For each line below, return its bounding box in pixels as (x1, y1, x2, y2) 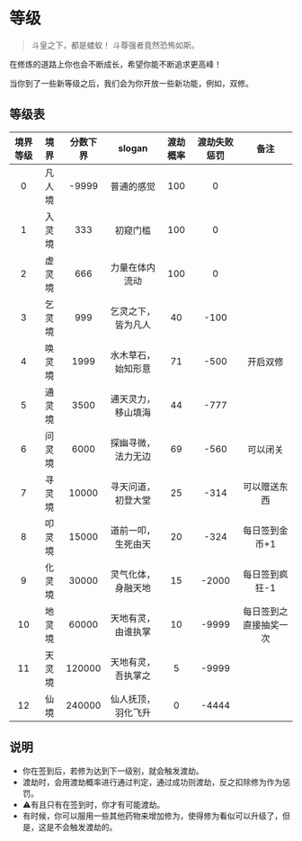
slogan (118, 141, 148, 154)
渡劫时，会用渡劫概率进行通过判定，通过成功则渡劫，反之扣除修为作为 (22, 776, 283, 787)
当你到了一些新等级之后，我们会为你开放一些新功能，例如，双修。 (9, 77, 253, 88)
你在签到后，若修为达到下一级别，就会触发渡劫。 (22, 765, 204, 776)
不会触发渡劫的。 (53, 821, 118, 832)
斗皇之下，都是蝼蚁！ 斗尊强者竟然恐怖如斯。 (31, 40, 200, 50)
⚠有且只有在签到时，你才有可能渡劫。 (22, 799, 165, 810)
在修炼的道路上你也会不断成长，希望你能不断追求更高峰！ (9, 58, 222, 69)
